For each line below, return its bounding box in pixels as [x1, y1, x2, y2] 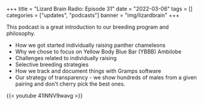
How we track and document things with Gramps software [15, 67, 162, 75]
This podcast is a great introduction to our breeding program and [6, 24, 169, 30]
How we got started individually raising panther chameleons [15, 42, 166, 49]
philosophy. [6, 30, 35, 37]
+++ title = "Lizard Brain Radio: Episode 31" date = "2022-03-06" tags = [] [6, 5, 193, 12]
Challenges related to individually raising [15, 55, 117, 61]
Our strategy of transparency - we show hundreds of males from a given [15, 74, 198, 81]
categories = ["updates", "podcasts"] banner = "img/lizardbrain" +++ [6, 12, 180, 19]
